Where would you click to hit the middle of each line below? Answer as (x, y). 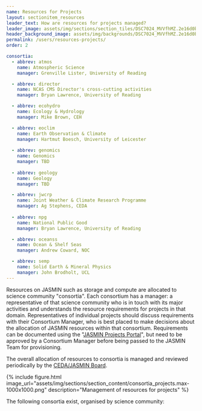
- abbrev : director (36, 84)
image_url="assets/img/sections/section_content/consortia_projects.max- (98, 383)
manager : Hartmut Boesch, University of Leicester (82, 139)
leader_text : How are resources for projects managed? (76, 23)
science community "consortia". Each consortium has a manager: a (90, 296)
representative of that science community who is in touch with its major (95, 302)
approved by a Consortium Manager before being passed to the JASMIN (96, 341)
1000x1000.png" (26, 389)
